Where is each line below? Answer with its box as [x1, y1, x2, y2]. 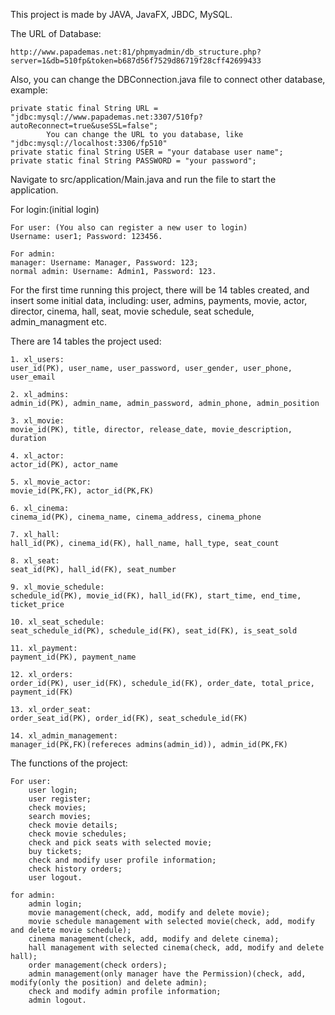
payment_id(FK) [10, 687, 74, 697]
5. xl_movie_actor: [10, 477, 92, 487]
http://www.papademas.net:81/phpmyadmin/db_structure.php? [10, 47, 262, 57]
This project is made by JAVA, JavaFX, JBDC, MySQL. [10, 9, 233, 20]
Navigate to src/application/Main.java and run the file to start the [10, 174, 277, 185]
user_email [10, 372, 56, 382]
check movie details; [28, 820, 118, 830]
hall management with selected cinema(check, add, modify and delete [28, 943, 325, 953]
